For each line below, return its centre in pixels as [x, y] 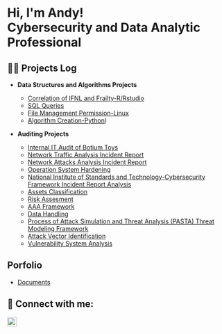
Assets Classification [58, 192]
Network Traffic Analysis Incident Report [86, 155]
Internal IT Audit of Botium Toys [73, 147]
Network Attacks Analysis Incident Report [87, 162]
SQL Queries [46, 105]
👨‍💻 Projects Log [42, 68]
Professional [44, 42]
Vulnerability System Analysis [70, 244]
